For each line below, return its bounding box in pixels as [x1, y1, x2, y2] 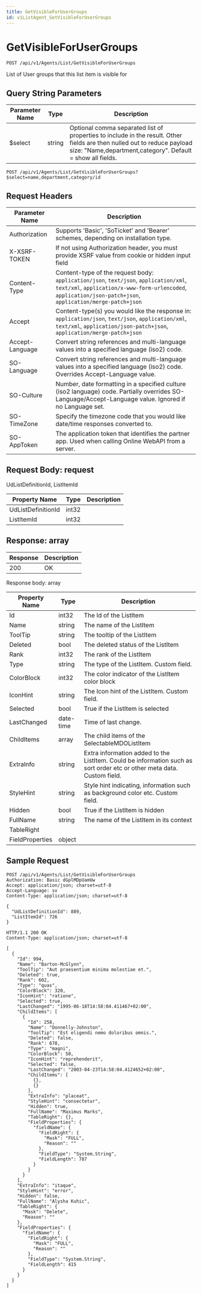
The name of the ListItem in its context [84, 816, 192, 824]
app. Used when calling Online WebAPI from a [55, 437, 185, 445]
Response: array [6, 536, 69, 546]
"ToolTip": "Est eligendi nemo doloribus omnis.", [28, 1030, 158, 1036]
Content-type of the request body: [55, 268, 154, 277]
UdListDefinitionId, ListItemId [6, 481, 78, 488]
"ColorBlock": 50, [28, 1051, 74, 1057]
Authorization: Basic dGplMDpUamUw [6, 877, 96, 883]
